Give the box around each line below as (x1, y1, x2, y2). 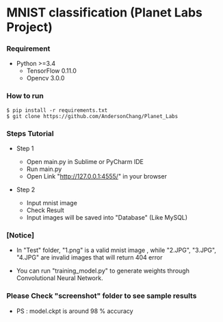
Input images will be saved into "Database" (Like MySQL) (26, 214, 188, 222)
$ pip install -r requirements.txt (6, 106, 108, 114)
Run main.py (26, 165, 62, 173)
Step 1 (16, 144, 34, 152)
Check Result (26, 206, 64, 214)
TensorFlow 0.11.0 (26, 67, 77, 75)
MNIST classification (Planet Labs (6, 5, 203, 21)
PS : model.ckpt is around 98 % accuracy (16, 307, 134, 315)
